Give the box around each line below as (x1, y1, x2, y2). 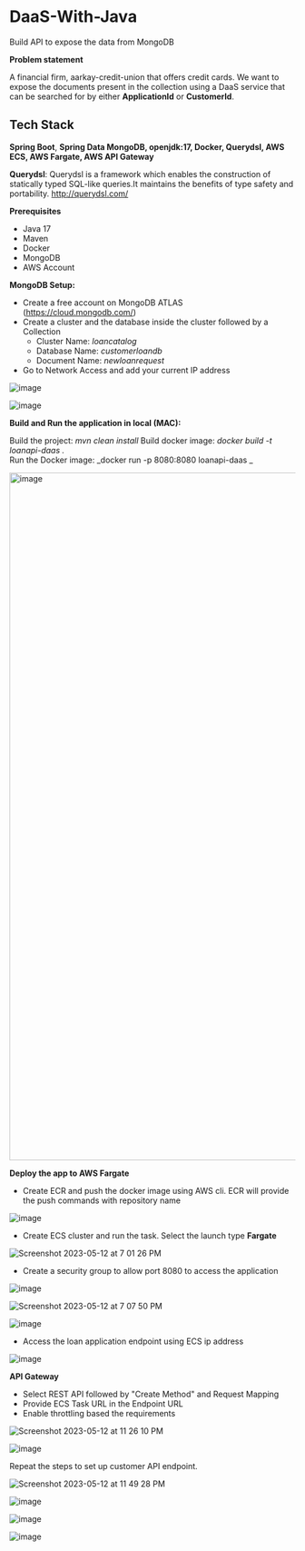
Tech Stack (9, 117, 74, 133)
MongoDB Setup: (9, 279, 75, 290)
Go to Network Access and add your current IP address (22, 364, 231, 375)
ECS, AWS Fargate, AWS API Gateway (9, 151, 154, 162)
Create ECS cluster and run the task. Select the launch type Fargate (22, 1229, 277, 1241)
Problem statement (9, 54, 84, 65)
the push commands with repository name (22, 1195, 182, 1206)
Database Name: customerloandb (35, 345, 163, 356)
